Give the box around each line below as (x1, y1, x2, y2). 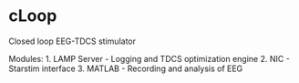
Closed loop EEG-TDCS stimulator (8, 36, 136, 47)
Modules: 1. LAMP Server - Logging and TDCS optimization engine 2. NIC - (8, 53, 291, 64)
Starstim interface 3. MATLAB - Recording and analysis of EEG (8, 63, 243, 74)
